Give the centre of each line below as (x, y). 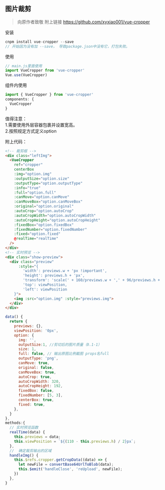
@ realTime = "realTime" (36, 239)
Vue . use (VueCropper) (26, 75)
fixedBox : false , (36, 391)
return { (19, 322)
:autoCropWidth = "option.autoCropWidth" (55, 215)
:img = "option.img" (33, 174)
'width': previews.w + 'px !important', (65, 271)
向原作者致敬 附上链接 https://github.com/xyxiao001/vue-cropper (83, 22)
